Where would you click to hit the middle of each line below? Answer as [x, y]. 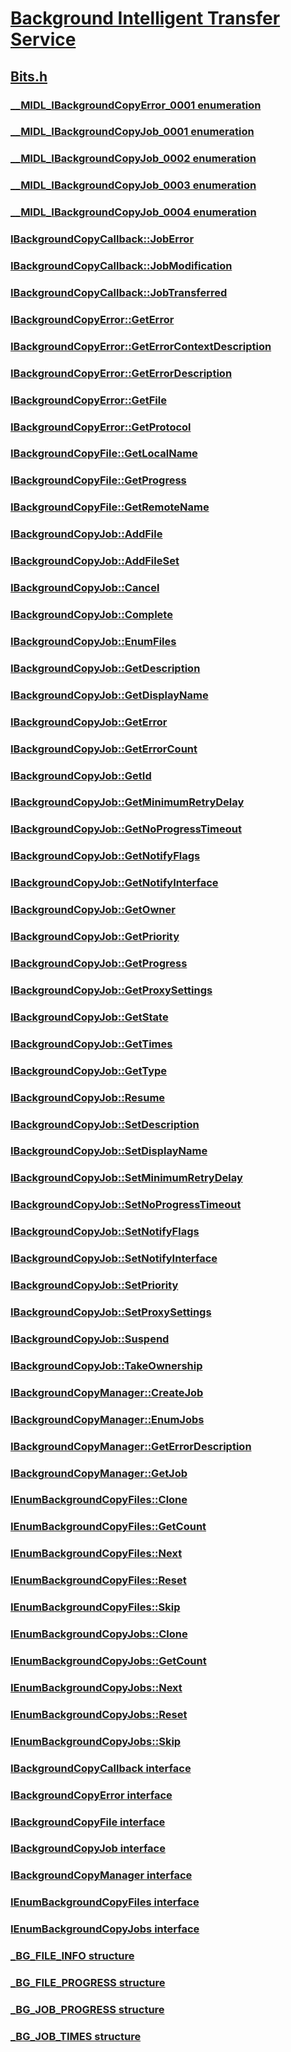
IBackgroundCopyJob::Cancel [85, 588]
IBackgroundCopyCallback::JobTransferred [119, 292]
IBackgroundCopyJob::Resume [88, 1097]
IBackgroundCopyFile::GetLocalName [104, 454]
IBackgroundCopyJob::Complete [91, 615]
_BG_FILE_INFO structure [72, 1956]
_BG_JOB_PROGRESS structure [87, 2009]
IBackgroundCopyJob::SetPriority [94, 1285]
